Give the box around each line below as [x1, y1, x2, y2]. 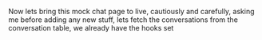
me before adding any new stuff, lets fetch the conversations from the [8, 15, 238, 24]
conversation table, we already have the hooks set [8, 24, 174, 32]
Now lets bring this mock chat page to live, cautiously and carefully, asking [8, 7, 255, 16]
